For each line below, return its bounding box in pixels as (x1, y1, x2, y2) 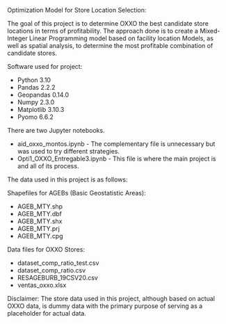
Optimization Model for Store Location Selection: (7, 6, 147, 14)
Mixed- (199, 27, 220, 35)
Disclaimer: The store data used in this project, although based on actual (7, 295, 216, 302)
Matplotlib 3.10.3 (17, 106, 65, 113)
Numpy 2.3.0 (17, 98, 55, 106)
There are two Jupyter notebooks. (7, 127, 106, 134)
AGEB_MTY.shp (17, 202, 63, 211)
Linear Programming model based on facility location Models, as (29, 34, 214, 42)
